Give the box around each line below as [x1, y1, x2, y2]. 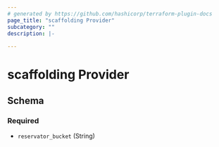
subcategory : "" [7, 23, 55, 30]
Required [7, 115, 39, 125]
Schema [7, 94, 44, 106]
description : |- [7, 30, 55, 37]
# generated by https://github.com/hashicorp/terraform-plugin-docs [7, 10, 213, 18]
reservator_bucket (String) [17, 132, 95, 140]
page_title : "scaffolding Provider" [7, 17, 115, 24]
